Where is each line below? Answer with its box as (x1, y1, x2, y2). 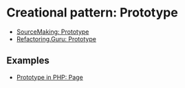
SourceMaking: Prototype (16, 27, 89, 36)
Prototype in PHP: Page (16, 73, 83, 81)
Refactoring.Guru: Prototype (16, 34, 97, 43)
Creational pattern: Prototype (6, 5, 178, 21)
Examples (6, 55, 50, 67)
